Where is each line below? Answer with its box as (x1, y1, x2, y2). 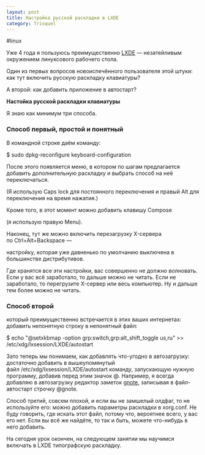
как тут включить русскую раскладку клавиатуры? (6, 74, 141, 82)
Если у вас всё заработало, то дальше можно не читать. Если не (6, 273, 176, 281)
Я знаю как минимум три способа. (6, 110, 97, 117)
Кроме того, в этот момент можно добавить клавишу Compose (6, 206, 173, 214)
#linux (6, 37, 22, 45)
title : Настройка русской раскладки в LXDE (6, 15, 119, 21)
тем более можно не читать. (6, 286, 81, 294)
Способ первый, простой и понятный (6, 125, 124, 134)
